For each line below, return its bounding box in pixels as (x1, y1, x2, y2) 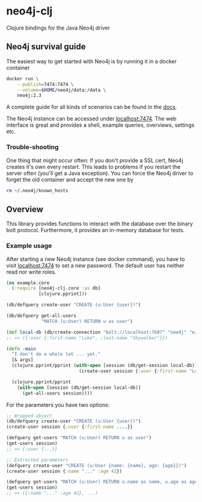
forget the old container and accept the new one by (6, 176, 134, 183)
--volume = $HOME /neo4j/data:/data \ (17, 87, 106, 93)
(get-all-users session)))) (22, 390, 93, 396)
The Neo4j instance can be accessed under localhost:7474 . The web (6, 115, 177, 122)
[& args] (11, 357, 34, 363)
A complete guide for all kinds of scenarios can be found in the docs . (6, 104, 177, 111)
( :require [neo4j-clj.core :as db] (11, 285, 101, 292)
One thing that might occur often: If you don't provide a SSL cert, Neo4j (6, 157, 183, 164)
